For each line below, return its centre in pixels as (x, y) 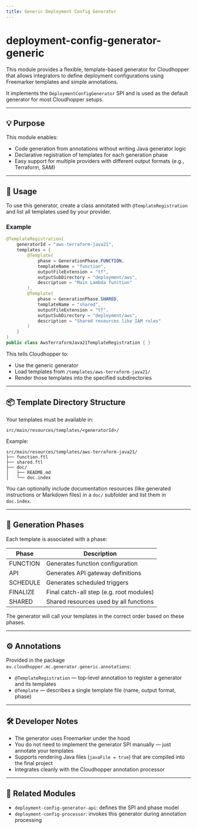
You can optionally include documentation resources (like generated (89, 488)
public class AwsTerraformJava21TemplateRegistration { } (78, 343)
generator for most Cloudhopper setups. (55, 99)
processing (28, 820)
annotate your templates (44, 751)
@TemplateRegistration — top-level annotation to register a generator (98, 678)
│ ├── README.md (28, 472)
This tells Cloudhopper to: (37, 354)
